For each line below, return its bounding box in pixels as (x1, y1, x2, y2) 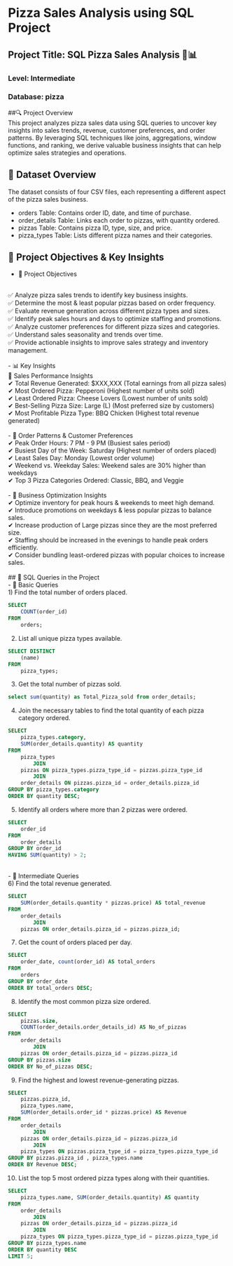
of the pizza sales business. (8, 195, 88, 203)
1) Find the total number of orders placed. (8, 588, 128, 596)
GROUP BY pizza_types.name (8, 1240, 87, 1247)
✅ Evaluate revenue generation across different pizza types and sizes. (8, 307, 211, 315)
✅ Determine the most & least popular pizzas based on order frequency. (8, 299, 216, 307)
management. (8, 346, 48, 355)
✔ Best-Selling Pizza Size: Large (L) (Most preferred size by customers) (8, 402, 215, 410)
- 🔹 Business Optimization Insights (8, 491, 107, 500)
